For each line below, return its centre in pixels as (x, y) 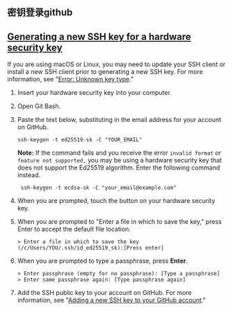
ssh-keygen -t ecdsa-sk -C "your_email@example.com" (98, 188)
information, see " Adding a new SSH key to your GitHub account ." (112, 300)
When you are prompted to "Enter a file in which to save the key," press (119, 222)
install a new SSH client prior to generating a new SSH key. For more (105, 72)
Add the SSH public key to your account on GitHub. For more (104, 293)
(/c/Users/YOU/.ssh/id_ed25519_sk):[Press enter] (91, 248)
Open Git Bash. (39, 106)
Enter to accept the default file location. (74, 229)
